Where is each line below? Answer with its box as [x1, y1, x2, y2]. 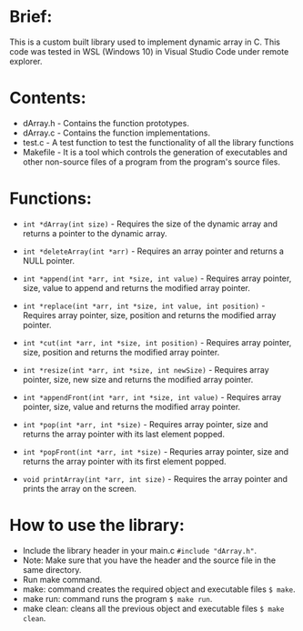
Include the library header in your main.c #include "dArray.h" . [22, 545, 258, 556]
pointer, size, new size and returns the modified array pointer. [22, 374, 254, 385]
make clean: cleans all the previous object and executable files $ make [22, 603, 285, 614]
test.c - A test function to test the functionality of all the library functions [22, 136, 294, 147]
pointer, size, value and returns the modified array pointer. [22, 401, 241, 412]
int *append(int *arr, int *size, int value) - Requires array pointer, [22, 273, 292, 284]
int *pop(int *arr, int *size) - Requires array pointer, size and [22, 418, 268, 429]
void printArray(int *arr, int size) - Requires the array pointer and [22, 473, 288, 484]
